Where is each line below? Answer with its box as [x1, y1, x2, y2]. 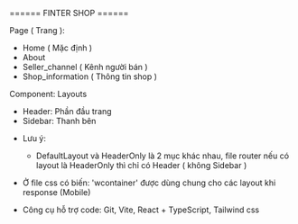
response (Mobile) [22, 187, 91, 197]
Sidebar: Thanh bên [22, 116, 97, 126]
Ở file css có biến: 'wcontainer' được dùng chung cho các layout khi [22, 177, 276, 188]
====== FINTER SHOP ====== [9, 8, 129, 18]
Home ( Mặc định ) [22, 42, 93, 53]
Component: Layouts [9, 89, 88, 99]
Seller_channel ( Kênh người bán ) [22, 62, 148, 72]
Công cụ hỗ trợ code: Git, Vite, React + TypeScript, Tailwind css [22, 204, 260, 215]
